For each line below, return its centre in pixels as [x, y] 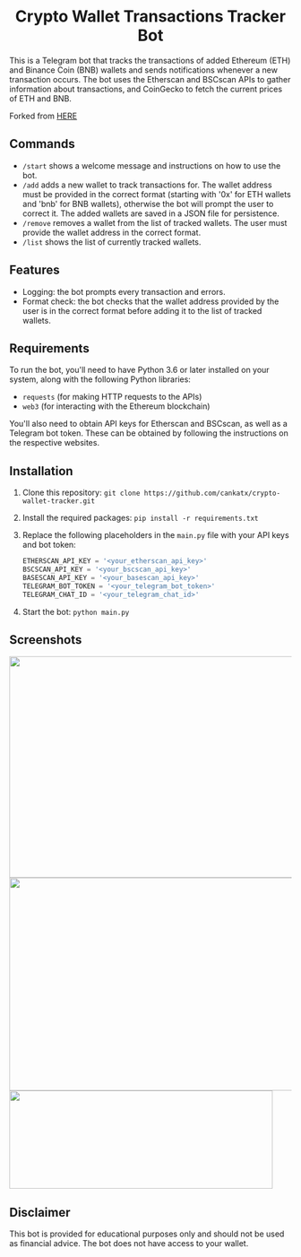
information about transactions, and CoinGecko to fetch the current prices [146, 89]
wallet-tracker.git [59, 501]
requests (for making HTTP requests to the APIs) [112, 397]
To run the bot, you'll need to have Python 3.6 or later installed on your [140, 370]
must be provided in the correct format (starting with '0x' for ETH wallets [156, 194]
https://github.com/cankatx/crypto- [212, 494]
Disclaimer [40, 1212]
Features [34, 270]
